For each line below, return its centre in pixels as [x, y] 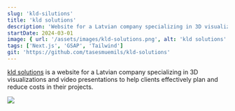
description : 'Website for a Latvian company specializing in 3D [104, 26]
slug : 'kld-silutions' [40, 14]
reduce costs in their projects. [50, 87]
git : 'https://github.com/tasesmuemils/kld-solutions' [89, 53]
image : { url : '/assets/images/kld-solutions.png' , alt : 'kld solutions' [117, 40]
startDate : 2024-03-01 [40, 33]
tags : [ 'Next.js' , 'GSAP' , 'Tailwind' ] [65, 46]
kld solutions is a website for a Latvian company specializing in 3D [103, 72]
